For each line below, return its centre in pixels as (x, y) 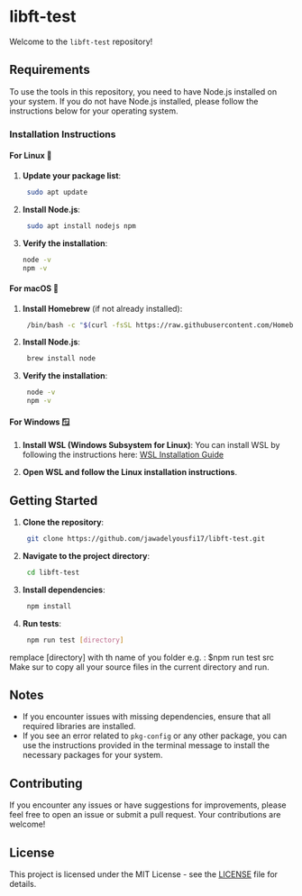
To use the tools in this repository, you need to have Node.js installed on (143, 91)
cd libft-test (53, 572)
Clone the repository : (63, 522)
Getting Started (54, 501)
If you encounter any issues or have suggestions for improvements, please (148, 805)
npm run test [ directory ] (75, 640)
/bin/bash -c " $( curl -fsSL (79, 325)
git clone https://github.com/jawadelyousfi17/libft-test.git (146, 539)
